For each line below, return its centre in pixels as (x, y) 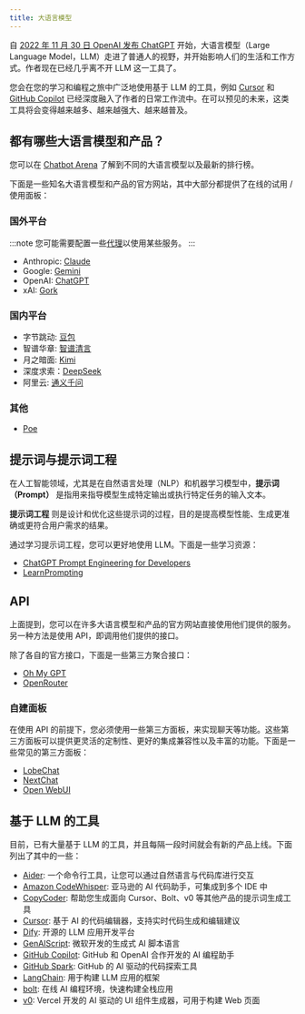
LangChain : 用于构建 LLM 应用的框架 (91, 978)
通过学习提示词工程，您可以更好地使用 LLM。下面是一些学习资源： (134, 545)
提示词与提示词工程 (63, 459)
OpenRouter (45, 683)
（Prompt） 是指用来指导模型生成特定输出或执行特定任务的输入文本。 (140, 495)
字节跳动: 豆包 (49, 337)
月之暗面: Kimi (49, 360)
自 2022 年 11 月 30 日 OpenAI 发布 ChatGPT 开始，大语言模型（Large (140, 45)
